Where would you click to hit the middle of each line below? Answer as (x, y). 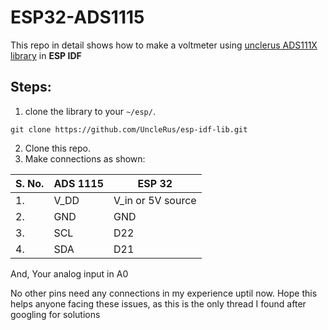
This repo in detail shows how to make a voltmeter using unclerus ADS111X (164, 45)
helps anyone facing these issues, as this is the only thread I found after (158, 303)
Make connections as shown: (85, 158)
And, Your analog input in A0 (69, 273)
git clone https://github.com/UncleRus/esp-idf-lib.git (129, 129)
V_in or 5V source (155, 200)
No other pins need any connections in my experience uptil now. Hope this (164, 293)
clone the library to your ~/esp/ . (90, 111)
